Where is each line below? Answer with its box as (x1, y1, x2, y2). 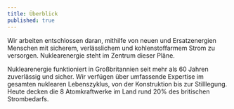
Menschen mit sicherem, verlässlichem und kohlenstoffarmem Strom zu (7, 44, 216, 52)
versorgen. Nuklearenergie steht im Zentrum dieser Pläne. (7, 51, 176, 60)
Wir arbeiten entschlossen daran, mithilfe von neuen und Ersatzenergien (7, 36, 216, 44)
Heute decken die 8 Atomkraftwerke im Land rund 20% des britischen (7, 87, 210, 96)
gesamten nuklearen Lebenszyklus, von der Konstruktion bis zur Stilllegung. (7, 79, 228, 88)
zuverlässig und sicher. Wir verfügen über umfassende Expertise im (7, 72, 204, 81)
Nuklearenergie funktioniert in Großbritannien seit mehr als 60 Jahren (7, 65, 209, 73)
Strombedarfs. (7, 94, 49, 103)
